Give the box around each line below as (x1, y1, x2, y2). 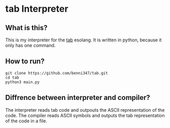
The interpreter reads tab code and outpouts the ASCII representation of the (5, 107, 165, 113)
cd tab (5, 75, 19, 80)
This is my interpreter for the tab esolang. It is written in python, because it (5, 37, 162, 43)
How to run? (5, 57, 45, 66)
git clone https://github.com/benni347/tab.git (5, 70, 108, 75)
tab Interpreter (5, 3, 69, 15)
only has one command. (5, 42, 56, 48)
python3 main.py (5, 80, 40, 85)
